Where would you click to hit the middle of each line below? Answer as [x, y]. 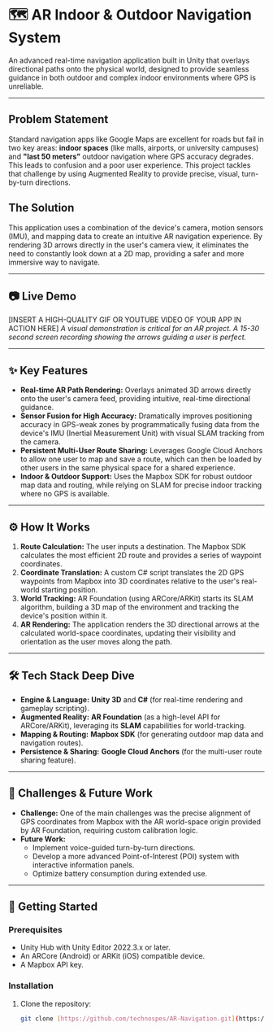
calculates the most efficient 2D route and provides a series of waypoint [141, 555]
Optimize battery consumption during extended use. [120, 873]
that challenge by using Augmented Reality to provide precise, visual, [124, 173]
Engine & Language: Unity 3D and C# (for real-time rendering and [132, 699]
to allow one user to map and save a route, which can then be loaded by [141, 459]
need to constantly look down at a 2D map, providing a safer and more [126, 253]
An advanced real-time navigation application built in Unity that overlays [129, 60]
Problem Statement [58, 119]
